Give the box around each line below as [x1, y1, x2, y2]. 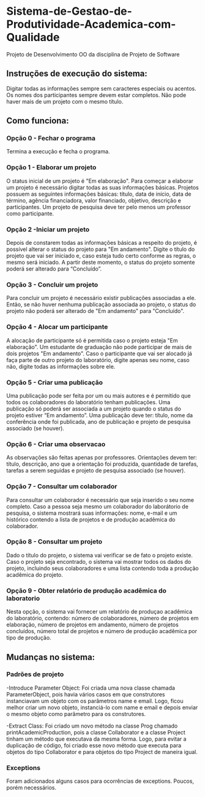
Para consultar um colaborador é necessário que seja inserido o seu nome [6, 496, 195, 504]
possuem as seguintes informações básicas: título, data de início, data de [6, 190, 192, 198]
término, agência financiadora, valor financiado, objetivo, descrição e [6, 196, 182, 204]
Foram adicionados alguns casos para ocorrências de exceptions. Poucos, [6, 777, 195, 785]
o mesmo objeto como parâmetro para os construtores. [6, 710, 146, 717]
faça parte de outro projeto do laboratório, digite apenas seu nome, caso [6, 356, 190, 363]
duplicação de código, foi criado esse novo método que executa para [6, 741, 182, 749]
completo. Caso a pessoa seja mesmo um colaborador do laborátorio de [6, 502, 188, 510]
